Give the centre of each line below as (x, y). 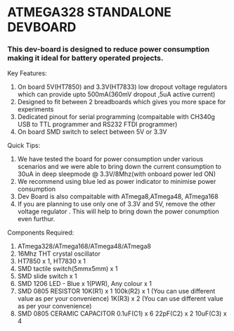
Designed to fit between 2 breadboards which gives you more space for (122, 102)
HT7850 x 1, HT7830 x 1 (52, 261)
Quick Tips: (24, 146)
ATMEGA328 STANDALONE (90, 12)
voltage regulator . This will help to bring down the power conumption (118, 211)
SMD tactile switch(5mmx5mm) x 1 (67, 269)
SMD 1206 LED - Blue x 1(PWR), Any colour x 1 (85, 284)
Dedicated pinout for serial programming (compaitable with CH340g (116, 117)
